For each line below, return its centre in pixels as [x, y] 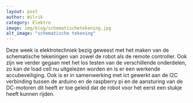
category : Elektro [28, 22]
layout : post [22, 11]
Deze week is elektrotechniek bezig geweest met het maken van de [87, 50]
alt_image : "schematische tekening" [51, 34]
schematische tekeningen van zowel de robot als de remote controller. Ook [97, 57]
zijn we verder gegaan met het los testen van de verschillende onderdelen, [96, 63]
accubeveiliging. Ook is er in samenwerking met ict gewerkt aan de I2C [92, 75]
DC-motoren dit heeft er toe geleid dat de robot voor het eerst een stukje [94, 88]
